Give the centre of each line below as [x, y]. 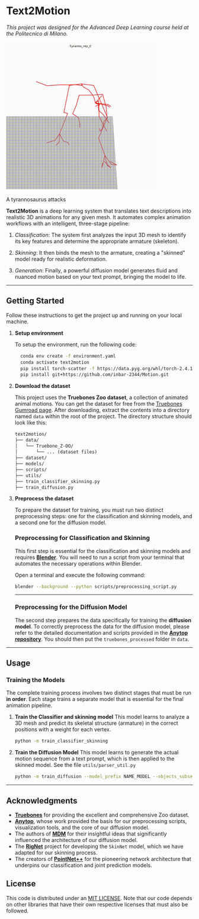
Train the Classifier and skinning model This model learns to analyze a [102, 717]
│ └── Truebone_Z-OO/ [44, 446]
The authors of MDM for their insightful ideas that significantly [91, 834]
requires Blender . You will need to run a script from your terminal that [99, 557]
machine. [17, 322]
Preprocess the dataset [44, 499]
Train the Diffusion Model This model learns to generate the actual [97, 753]
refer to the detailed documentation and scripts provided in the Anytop [101, 632]
